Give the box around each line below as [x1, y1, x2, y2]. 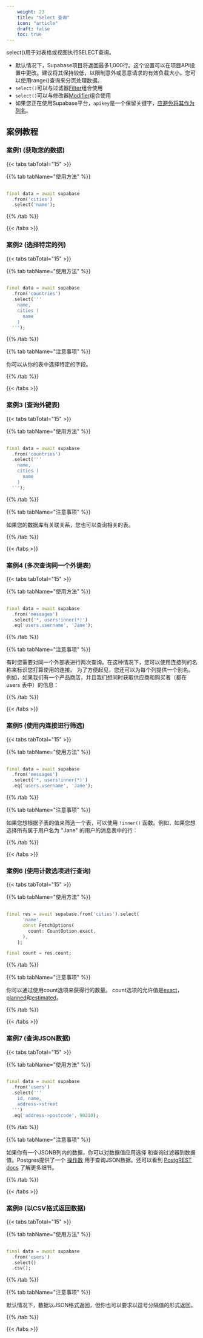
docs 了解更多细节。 [6, 1164, 58, 1171]
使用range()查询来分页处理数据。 [20, 77, 103, 84]
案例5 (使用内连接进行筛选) [6, 721, 85, 730]
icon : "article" [17, 20, 59, 26]
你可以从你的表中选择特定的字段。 [6, 361, 92, 368]
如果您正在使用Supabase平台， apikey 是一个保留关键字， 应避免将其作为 [15, 99, 195, 107]
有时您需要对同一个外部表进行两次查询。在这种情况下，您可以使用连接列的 [6, 658, 192, 666]
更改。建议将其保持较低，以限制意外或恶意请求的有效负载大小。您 [25, 69, 191, 76]
